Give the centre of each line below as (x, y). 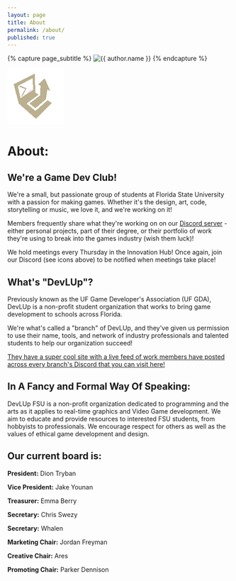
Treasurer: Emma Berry (42, 501)
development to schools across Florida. (65, 314)
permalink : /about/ (36, 30)
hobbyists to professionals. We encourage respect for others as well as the (117, 426)
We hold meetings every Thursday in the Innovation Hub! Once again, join (115, 253)
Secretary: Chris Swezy (43, 514)
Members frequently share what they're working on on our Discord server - (117, 223)
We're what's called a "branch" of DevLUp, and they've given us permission (118, 328)
